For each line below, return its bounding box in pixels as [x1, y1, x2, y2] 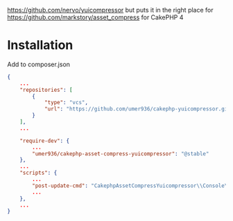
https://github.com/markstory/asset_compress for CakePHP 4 [7, 13, 184, 21]
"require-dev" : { [19, 137, 70, 144]
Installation [7, 37, 74, 53]
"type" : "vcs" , [44, 99, 89, 106]
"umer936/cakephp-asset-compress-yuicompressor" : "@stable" [32, 150, 209, 157]
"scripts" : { [19, 169, 58, 177]
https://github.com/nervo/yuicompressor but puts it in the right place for [7, 6, 214, 14]
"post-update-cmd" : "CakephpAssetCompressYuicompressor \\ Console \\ [32, 182, 231, 189]
